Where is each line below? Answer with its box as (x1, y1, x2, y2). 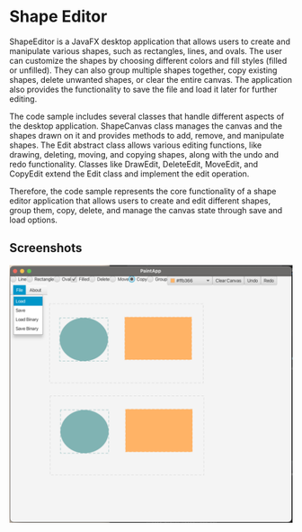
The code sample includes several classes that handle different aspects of (9, 111, 285, 122)
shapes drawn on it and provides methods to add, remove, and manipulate (9, 130, 285, 140)
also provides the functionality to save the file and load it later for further (9, 84, 278, 95)
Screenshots (9, 240, 83, 256)
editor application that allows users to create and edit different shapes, (9, 195, 271, 206)
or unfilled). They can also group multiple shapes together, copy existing (9, 65, 278, 76)
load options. (9, 214, 58, 225)
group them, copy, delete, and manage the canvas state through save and (9, 204, 283, 215)
